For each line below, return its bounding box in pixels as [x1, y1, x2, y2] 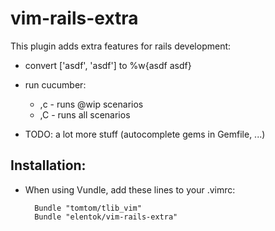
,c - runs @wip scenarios [39, 98, 144, 110]
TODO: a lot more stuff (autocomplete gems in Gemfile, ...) [24, 128, 266, 140]
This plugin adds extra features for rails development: [10, 40, 232, 52]
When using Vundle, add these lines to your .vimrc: [24, 183, 236, 196]
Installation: [10, 157, 87, 174]
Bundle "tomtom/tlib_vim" [34, 203, 142, 213]
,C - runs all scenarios [39, 108, 131, 121]
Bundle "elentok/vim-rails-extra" [34, 212, 178, 222]
